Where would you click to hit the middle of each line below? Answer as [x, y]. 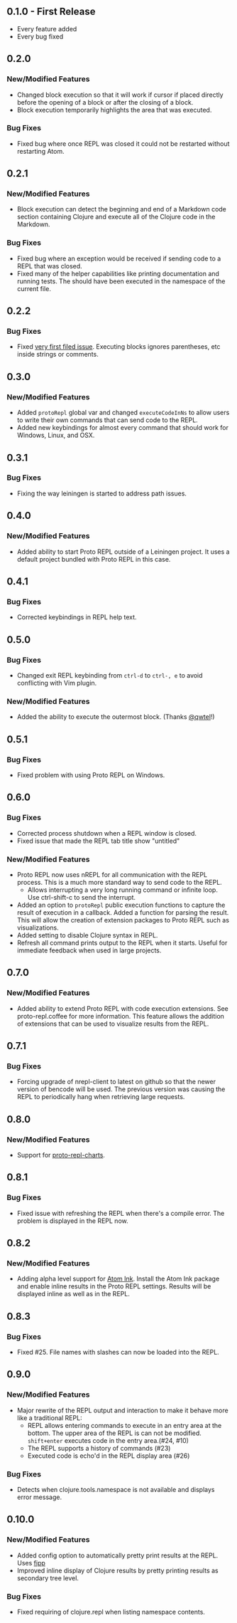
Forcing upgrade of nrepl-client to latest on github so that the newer [116, 1082]
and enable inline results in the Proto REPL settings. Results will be [114, 1286]
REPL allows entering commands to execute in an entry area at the [125, 1425]
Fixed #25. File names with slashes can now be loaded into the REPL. [118, 1352]
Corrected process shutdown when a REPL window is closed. [106, 833]
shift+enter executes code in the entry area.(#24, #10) [108, 1440]
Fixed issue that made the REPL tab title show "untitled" [98, 841]
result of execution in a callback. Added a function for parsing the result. [123, 912]
